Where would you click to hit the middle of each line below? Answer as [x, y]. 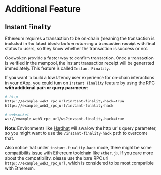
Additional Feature [43, 9]
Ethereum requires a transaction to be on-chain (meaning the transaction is [80, 38]
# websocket [17, 115]
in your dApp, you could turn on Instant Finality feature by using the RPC [80, 83]
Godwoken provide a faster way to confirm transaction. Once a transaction [79, 58]
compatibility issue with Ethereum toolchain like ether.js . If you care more [79, 153]
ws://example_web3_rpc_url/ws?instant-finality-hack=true [65, 119]
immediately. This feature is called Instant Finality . [58, 68]
